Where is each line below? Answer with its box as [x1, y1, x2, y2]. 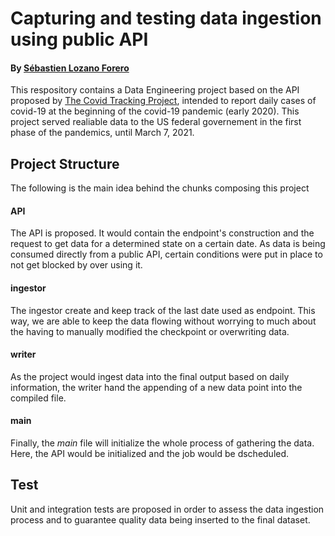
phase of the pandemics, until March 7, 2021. [10, 127, 195, 139]
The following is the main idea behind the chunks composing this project [10, 182, 310, 194]
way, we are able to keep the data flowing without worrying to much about [10, 315, 317, 327]
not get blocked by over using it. [10, 259, 143, 271]
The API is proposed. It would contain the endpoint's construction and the [10, 227, 315, 239]
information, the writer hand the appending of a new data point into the [10, 381, 303, 393]
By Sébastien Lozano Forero [10, 62, 130, 74]
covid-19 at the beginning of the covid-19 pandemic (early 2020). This [10, 105, 300, 117]
